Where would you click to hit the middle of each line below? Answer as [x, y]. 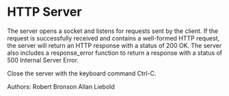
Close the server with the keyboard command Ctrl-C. [82, 73]
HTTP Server [44, 12]
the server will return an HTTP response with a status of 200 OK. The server [114, 45]
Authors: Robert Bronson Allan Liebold [61, 86]
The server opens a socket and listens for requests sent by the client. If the [113, 31]
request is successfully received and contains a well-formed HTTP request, [113, 38]
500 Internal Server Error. [43, 60]
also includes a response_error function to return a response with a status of [115, 53]
